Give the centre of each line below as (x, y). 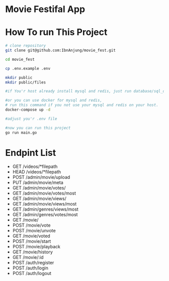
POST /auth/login (30, 268)
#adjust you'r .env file (31, 119)
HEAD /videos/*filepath (37, 172)
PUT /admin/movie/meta (38, 182)
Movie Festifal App (45, 9)
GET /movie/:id (28, 257)
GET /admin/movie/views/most (45, 204)
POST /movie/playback (36, 247)
